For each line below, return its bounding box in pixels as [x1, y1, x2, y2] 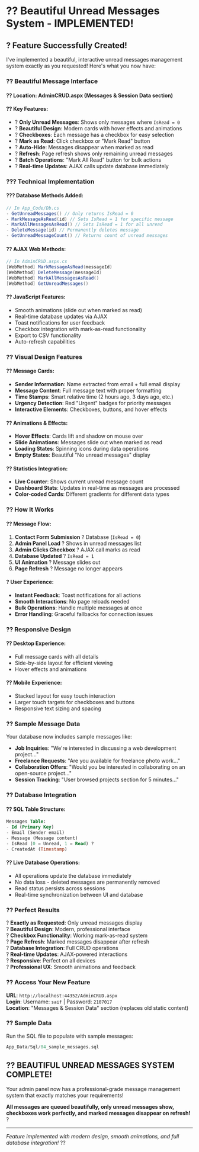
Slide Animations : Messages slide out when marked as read [14, 439, 163, 446]
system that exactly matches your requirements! [6, 1092, 124, 1099]
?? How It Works [6, 505, 54, 514]
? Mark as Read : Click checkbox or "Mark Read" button [14, 137, 150, 145]
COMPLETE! [6, 1070, 52, 1080]
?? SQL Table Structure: [6, 806, 66, 813]
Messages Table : [6, 819, 46, 824]
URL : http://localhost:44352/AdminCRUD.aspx [6, 991, 118, 999]
